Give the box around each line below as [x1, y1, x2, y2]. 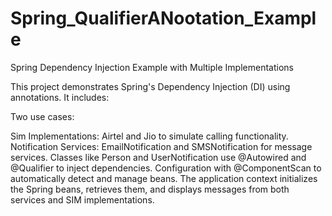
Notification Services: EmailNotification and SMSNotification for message [10, 140, 313, 152]
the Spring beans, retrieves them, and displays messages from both [10, 183, 290, 195]
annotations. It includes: [10, 91, 110, 103]
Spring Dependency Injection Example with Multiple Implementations [10, 61, 294, 73]
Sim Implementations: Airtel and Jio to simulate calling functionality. [10, 130, 289, 142]
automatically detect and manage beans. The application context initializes [10, 172, 318, 184]
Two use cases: [10, 110, 75, 122]
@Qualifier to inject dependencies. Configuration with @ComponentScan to [10, 162, 322, 174]
